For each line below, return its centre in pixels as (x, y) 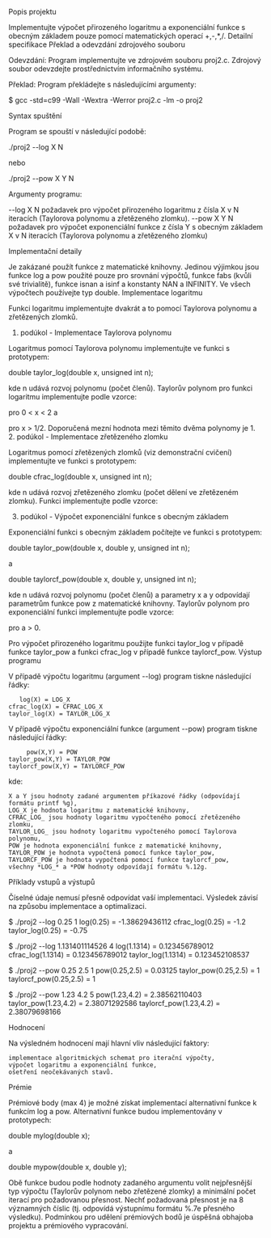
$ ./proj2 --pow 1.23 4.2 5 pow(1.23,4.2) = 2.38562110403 (105, 995)
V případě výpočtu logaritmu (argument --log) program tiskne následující (130, 676)
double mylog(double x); (49, 1136)
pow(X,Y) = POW (52, 752)
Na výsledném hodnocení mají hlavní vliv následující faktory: (109, 1043)
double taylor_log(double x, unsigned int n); (81, 372)
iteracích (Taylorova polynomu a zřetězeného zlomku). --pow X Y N (121, 218)
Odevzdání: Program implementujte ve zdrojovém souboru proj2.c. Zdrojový (135, 60)
